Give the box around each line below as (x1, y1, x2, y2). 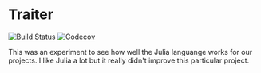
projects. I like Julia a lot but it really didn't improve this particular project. (8, 56, 250, 65)
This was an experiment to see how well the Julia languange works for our (8, 47, 253, 56)
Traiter (8, 6, 54, 24)
